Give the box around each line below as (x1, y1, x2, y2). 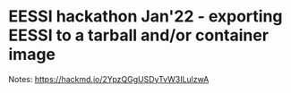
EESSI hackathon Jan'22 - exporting (8, 6, 283, 27)
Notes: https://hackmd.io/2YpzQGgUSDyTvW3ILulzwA (8, 73, 210, 84)
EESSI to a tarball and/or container (8, 25, 270, 46)
